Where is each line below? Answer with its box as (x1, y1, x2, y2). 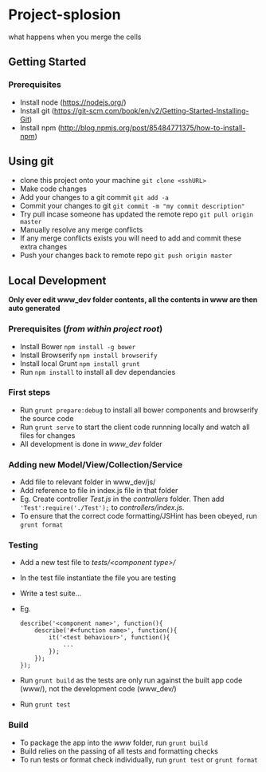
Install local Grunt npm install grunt (19, 358, 141, 368)
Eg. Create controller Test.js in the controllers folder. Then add (19, 494, 225, 504)
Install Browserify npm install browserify (19, 350, 158, 360)
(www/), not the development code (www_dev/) (19, 684, 177, 694)
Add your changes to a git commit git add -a (19, 193, 169, 202)
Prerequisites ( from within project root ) (8, 324, 163, 335)
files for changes (19, 430, 76, 440)
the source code (19, 413, 74, 423)
